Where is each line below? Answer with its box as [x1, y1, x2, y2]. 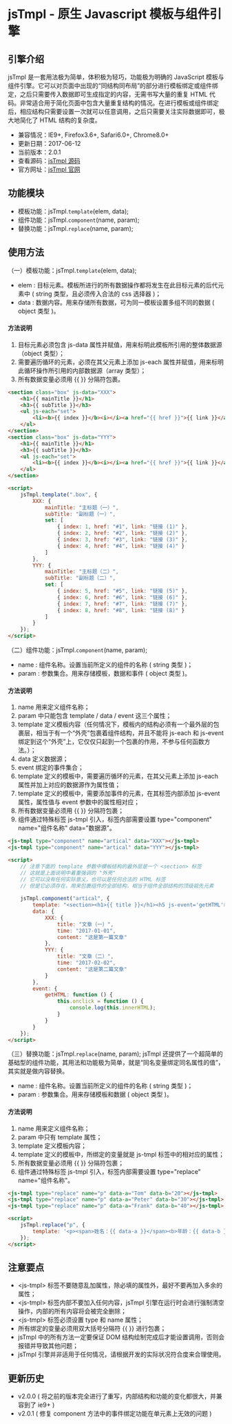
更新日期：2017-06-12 [17, 140, 81, 147]
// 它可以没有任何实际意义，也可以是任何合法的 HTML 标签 [20, 875, 166, 883]
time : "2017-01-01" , [56, 927, 116, 934]
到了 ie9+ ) [23, 1401, 55, 1409]
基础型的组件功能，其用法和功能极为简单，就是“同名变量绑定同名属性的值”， [8, 1058, 224, 1067]
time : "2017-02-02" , [56, 960, 116, 967]
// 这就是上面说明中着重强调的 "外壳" [20, 869, 116, 876]
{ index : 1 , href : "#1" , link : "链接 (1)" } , [56, 523, 188, 531]
